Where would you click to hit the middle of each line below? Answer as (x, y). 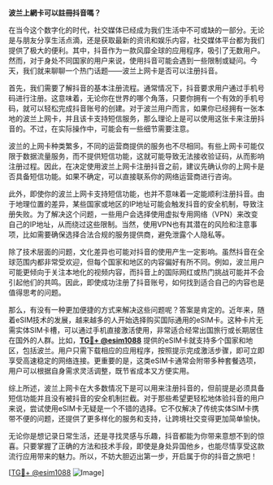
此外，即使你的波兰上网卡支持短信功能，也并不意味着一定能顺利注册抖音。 (133, 194)
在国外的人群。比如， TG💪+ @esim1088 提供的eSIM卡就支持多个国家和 (127, 340)
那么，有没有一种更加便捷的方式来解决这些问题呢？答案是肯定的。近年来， (133, 310)
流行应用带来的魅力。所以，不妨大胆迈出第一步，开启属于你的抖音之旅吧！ (133, 456)
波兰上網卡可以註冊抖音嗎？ (55, 13)
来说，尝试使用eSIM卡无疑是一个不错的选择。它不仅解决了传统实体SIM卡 (130, 409)
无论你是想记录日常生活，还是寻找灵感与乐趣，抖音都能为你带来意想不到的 (133, 436)
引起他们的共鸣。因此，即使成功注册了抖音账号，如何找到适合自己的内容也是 (136, 282)
